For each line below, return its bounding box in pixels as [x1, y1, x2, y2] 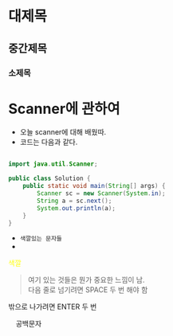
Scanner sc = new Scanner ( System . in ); [37, 189, 166, 197]
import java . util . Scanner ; [8, 160, 98, 168]
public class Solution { [8, 174, 91, 183]
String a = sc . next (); [37, 197, 112, 205]
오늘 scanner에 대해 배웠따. [19, 127, 107, 137]
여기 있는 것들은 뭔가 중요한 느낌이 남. [27, 275, 145, 285]
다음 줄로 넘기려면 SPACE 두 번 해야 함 [27, 285, 148, 295]
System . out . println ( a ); [37, 204, 116, 212]
